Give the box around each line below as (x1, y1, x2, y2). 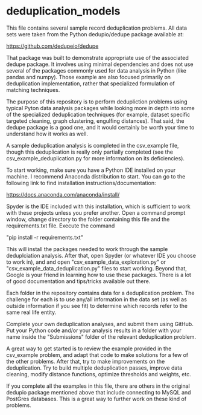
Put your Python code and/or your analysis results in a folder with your (6, 327, 182, 334)
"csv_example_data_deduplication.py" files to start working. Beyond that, (6, 264, 187, 272)
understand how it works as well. (6, 130, 89, 137)
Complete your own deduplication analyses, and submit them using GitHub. (6, 320, 194, 327)
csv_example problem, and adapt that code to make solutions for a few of (6, 351, 189, 358)
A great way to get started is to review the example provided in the (6, 345, 172, 352)
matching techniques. (6, 86, 60, 93)
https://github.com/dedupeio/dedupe (6, 42, 99, 50)
